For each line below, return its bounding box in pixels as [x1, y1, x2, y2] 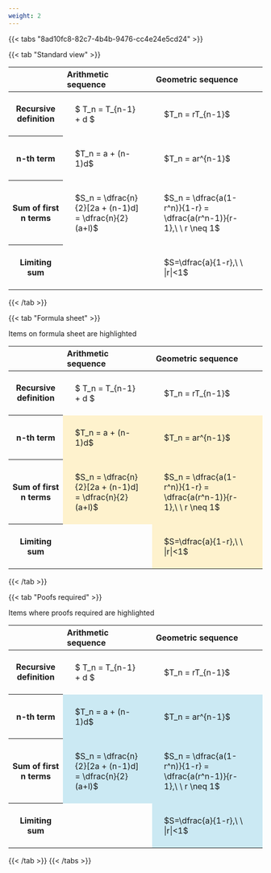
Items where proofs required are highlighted [8, 608, 155, 617]
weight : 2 [8, 11, 42, 20]
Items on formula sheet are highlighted [8, 328, 137, 339]
